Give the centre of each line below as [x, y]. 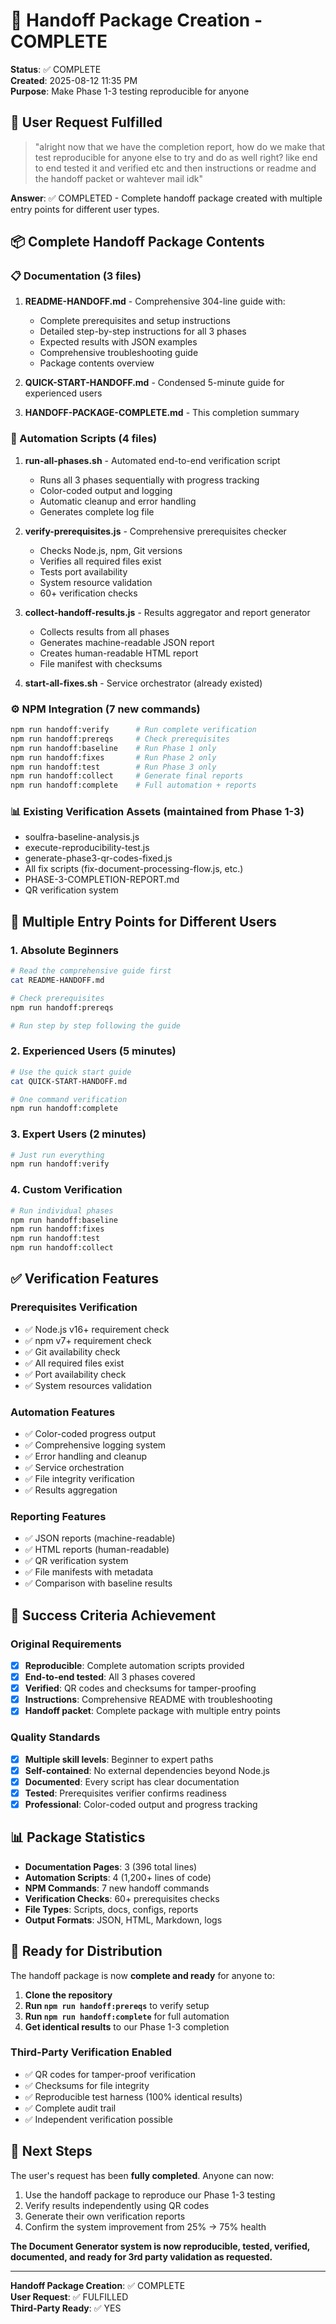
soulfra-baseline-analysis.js [82, 837]
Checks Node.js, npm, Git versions [111, 550]
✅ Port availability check [75, 1374]
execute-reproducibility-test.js [87, 848]
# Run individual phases [62, 1210]
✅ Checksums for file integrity [87, 2085]
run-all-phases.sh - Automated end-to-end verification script [152, 460]
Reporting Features [58, 1516]
